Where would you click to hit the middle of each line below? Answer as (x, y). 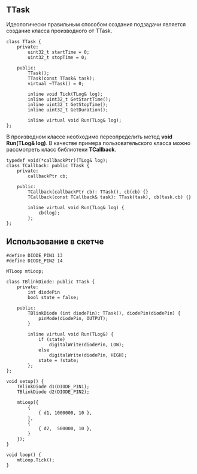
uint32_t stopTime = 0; (57, 57)
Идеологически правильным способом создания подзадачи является (96, 24)
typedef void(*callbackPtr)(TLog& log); (57, 160)
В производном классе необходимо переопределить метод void (89, 137)
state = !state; (58, 360)
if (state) (52, 339)
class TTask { (24, 41)
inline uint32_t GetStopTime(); (68, 104)
